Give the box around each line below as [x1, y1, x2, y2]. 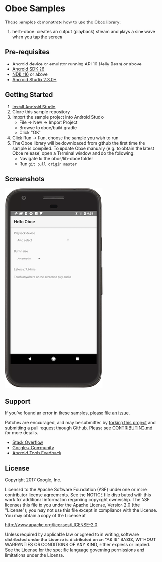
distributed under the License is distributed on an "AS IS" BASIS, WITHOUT [5, 537, 156, 542]
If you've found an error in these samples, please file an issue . [5, 410, 130, 416]
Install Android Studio [12, 104, 56, 109]
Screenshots [5, 174, 45, 183]
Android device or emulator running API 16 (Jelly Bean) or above [12, 61, 142, 66]
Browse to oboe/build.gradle [19, 124, 77, 130]
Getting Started [5, 91, 53, 99]
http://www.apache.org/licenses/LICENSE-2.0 [5, 522, 98, 528]
